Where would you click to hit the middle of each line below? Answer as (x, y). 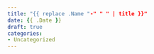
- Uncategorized (31, 40)
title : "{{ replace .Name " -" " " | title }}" (77, 14)
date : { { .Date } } (34, 20)
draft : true (25, 27)
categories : (25, 33)
